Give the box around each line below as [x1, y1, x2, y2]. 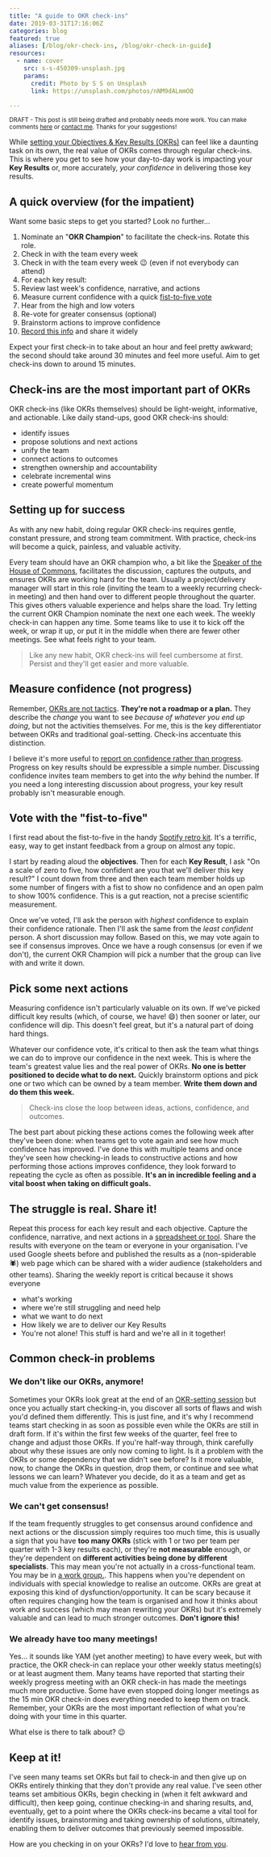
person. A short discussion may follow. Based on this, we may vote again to [9, 933, 260, 942]
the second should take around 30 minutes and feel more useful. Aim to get [9, 350, 261, 360]
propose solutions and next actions [20, 437, 138, 446]
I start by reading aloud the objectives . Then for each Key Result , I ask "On [9, 857, 261, 866]
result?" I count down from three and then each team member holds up [9, 874, 245, 884]
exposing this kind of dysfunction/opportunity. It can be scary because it [9, 1587, 251, 1597]
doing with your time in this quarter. [9, 1712, 127, 1721]
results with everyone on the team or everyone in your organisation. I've [9, 1241, 248, 1251]
